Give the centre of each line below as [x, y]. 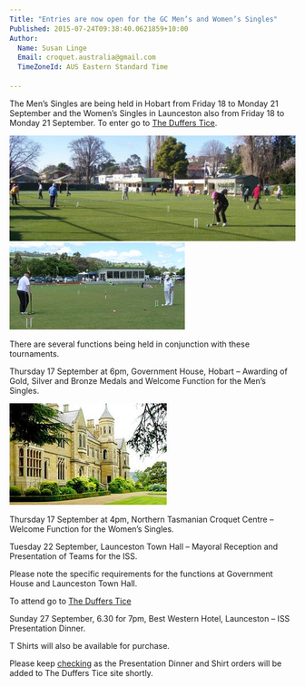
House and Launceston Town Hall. [74, 583]
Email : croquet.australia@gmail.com [87, 58]
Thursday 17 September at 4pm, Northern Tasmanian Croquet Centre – [142, 519]
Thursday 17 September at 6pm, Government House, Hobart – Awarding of [148, 371]
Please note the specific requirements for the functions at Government [142, 574]
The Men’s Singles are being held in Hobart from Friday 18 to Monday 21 [144, 103]
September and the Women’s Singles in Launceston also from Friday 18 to [147, 113]
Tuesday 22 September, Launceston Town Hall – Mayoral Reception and [144, 546]
